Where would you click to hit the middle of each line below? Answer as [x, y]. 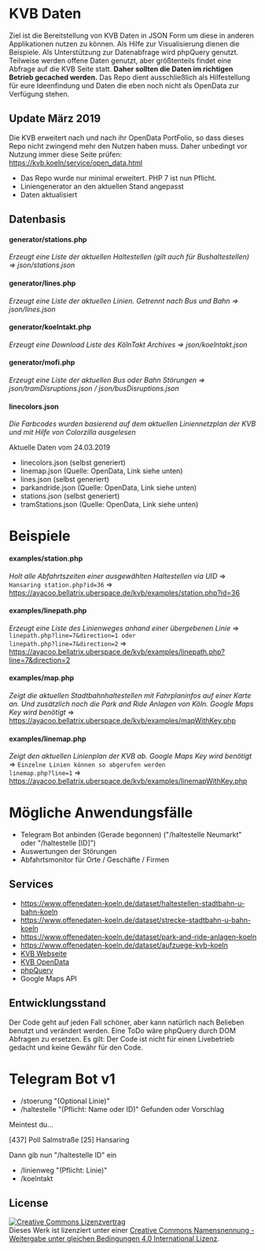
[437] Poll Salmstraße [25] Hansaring [69, 1139]
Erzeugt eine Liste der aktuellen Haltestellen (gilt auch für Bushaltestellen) [129, 257]
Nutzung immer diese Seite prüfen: [66, 154]
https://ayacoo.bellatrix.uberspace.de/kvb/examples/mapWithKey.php [123, 720]
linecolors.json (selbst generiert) [73, 463]
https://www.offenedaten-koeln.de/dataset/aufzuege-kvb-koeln [124, 945]
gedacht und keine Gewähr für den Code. [76, 1047]
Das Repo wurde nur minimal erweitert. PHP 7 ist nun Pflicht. [118, 178]
